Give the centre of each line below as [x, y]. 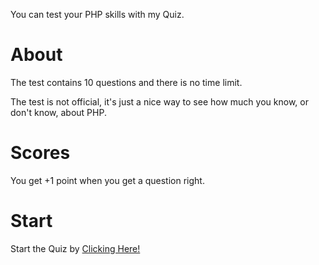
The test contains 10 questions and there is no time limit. [126, 82]
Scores [40, 153]
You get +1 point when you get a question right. [107, 180]
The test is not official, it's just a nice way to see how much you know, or [159, 101]
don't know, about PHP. [58, 112]
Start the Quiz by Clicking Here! [75, 248]
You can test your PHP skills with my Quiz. [97, 14]
